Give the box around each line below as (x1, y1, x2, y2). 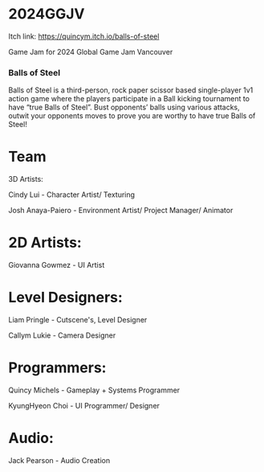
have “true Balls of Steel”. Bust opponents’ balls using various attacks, (8, 102, 241, 113)
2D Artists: (8, 234, 82, 252)
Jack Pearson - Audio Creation (8, 455, 111, 465)
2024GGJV (8, 5, 85, 23)
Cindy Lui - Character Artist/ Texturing (8, 190, 135, 199)
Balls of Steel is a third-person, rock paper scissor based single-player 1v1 (8, 85, 254, 95)
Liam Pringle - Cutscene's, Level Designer (8, 315, 148, 325)
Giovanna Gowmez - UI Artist (8, 261, 105, 270)
